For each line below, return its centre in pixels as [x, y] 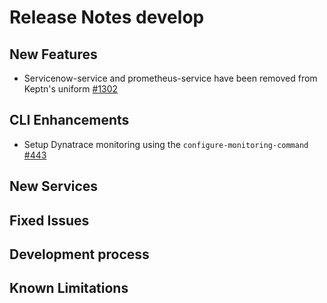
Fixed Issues [49, 220]
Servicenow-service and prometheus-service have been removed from [170, 78]
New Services [54, 186]
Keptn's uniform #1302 [71, 89]
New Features [53, 54]
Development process [79, 254]
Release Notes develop [107, 17]
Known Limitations [69, 288]
